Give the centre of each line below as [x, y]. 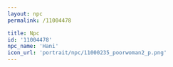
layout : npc [25, 14]
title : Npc [23, 33]
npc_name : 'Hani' [33, 47]
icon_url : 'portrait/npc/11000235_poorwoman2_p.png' [87, 53]
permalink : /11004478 [40, 20]
